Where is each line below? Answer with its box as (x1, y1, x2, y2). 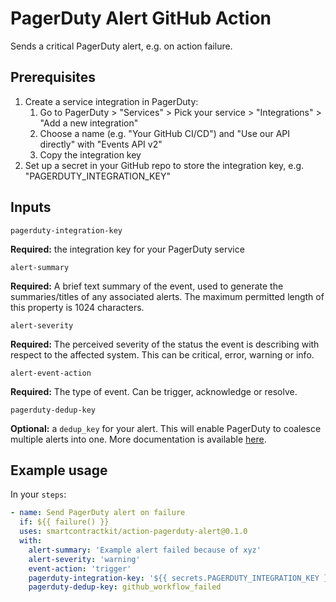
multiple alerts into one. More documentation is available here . (10, 433, 267, 445)
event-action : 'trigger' (28, 563, 132, 574)
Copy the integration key (39, 148, 142, 161)
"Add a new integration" (39, 117, 139, 129)
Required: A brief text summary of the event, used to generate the (10, 280, 284, 292)
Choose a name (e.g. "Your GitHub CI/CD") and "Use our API (39, 127, 291, 139)
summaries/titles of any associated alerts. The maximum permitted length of (10, 290, 325, 302)
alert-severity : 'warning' (28, 554, 141, 564)
